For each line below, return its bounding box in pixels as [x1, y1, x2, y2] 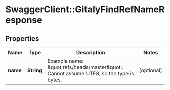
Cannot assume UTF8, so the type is [47, 70, 134, 77]
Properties [5, 34, 39, 43]
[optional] [139, 67, 162, 74]
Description [76, 49, 105, 56]
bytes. [47, 76, 62, 83]
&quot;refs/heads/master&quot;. [47, 64, 124, 71]
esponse [5, 14, 42, 26]
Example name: [47, 58, 84, 64]
